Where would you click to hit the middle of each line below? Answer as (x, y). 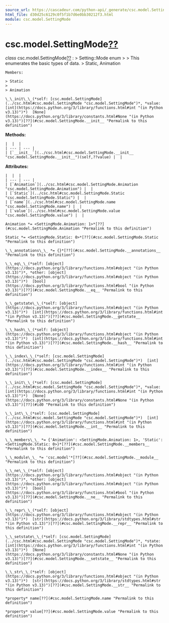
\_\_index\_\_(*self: (28, 356)
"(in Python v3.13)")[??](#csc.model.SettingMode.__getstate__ (73, 317)
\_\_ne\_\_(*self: (24, 471)
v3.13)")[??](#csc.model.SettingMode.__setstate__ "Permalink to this (81, 559)
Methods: (16, 135)
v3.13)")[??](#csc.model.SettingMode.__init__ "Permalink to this (76, 121)
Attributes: (17, 167)
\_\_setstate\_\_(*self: (31, 537)
